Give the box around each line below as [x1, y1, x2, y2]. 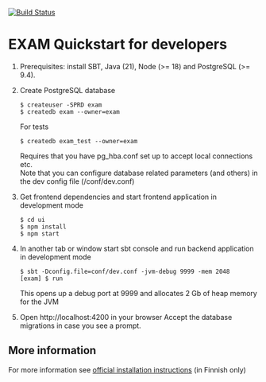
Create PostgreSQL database [19, 85, 116, 95]
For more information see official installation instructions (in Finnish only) [8, 364, 246, 374]
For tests [19, 122, 49, 131]
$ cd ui [19, 216, 45, 224]
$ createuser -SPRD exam [19, 100, 102, 109]
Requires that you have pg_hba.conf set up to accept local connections [19, 151, 253, 161]
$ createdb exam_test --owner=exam [19, 137, 138, 145]
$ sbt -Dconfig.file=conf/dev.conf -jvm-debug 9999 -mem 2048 [19, 267, 230, 275]
